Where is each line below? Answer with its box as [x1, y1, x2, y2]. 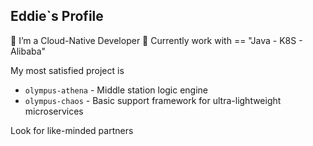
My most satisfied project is [10, 64, 125, 76]
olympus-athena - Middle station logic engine [24, 84, 209, 96]
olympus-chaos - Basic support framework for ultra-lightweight [24, 94, 282, 106]
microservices [24, 105, 84, 117]
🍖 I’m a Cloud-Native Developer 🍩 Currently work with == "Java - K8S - [10, 34, 303, 46]
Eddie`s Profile [10, 8, 104, 25]
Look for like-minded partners [10, 124, 134, 136]
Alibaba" [10, 45, 47, 57]
